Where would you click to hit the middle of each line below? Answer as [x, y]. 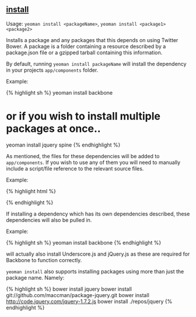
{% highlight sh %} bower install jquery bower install [69, 289]
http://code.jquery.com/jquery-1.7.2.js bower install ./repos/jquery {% [89, 301]
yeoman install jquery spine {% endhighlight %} [63, 145]
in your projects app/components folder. [52, 70]
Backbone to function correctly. [44, 260]
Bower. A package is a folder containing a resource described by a [86, 46]
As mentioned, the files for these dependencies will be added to [83, 156]
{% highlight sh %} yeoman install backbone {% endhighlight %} [84, 242]
